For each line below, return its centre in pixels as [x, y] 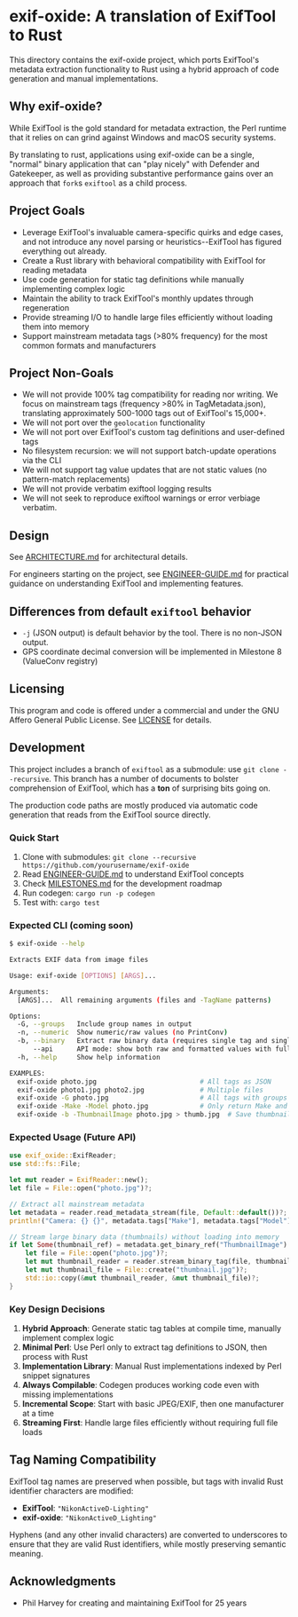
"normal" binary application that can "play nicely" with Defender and [134, 164]
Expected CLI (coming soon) [71, 925]
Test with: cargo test [61, 902]
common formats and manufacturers [89, 345]
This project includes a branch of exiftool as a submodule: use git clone [144, 769]
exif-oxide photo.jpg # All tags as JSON [145, 1081]
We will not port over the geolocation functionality [114, 422]
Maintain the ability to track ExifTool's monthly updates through [138, 298]
